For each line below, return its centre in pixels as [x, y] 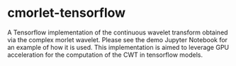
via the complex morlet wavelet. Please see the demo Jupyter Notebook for [118, 39]
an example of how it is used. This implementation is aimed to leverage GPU [118, 47]
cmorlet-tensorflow [67, 13]
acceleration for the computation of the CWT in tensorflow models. [105, 55]
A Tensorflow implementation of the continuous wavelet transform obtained [118, 32]
